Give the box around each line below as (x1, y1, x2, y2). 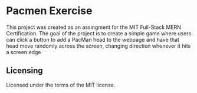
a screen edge (6, 48, 41, 55)
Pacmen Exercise (6, 4, 93, 18)
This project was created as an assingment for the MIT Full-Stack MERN (6, 24, 182, 31)
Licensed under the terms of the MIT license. (6, 81, 116, 88)
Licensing (6, 66, 43, 76)
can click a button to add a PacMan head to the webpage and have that (6, 36, 180, 43)
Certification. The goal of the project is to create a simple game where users (6, 29, 192, 36)
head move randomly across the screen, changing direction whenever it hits (6, 42, 191, 49)
